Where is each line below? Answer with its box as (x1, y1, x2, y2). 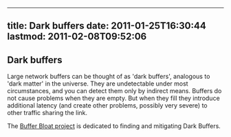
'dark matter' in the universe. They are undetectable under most (7, 79, 188, 88)
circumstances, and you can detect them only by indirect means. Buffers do (7, 87, 222, 95)
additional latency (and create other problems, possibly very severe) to (7, 101, 208, 110)
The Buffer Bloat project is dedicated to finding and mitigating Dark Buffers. (7, 122, 221, 130)
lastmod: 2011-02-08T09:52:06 (7, 31, 147, 42)
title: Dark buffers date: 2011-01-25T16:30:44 (7, 20, 206, 32)
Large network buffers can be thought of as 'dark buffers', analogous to (7, 73, 210, 81)
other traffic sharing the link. (7, 109, 88, 117)
